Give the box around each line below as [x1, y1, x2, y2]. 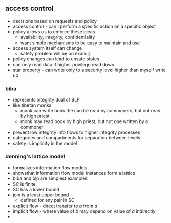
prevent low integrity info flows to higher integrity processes [12, 129, 140, 135]
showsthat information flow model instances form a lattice [12, 170, 136, 176]
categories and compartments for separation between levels [12, 135, 141, 141]
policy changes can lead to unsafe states [12, 56, 100, 62]
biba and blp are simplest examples [12, 175, 88, 181]
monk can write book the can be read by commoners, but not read [20, 108, 161, 114]
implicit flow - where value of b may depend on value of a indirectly [12, 208, 156, 214]
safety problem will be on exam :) [20, 50, 91, 56]
